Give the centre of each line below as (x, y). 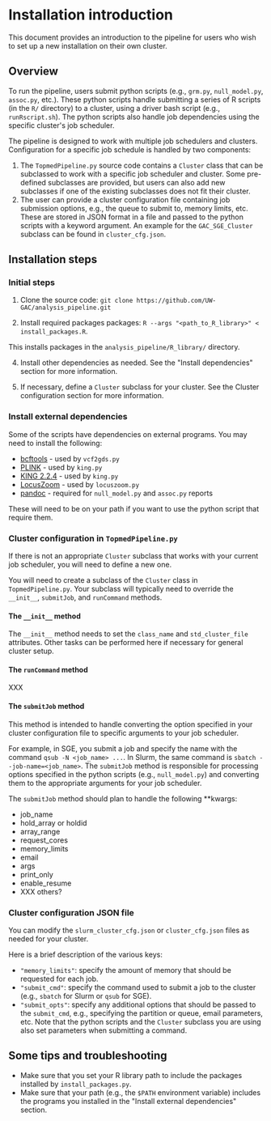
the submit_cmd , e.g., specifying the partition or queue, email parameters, (141, 1013)
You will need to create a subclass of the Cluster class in (103, 580)
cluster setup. (31, 651)
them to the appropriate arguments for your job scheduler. (105, 783)
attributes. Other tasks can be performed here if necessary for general (126, 643)
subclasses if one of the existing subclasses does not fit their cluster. (135, 191)
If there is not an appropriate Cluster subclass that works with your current (133, 556)
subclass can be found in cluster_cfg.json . (93, 234)
